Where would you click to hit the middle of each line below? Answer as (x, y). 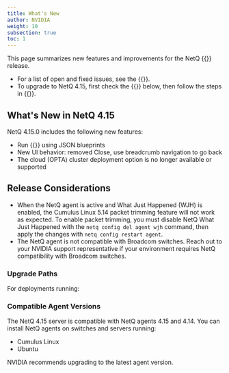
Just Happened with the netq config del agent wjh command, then (112, 226)
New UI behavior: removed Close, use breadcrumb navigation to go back (120, 152)
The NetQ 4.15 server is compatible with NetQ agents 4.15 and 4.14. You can (113, 321)
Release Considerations (59, 188)
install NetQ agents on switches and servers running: (82, 328)
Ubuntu (28, 349)
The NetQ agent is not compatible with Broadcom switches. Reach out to (119, 241)
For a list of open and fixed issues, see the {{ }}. (83, 79)
